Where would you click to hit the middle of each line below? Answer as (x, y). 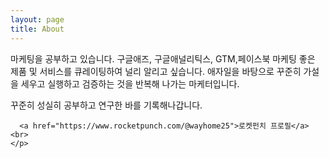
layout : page (37, 19)
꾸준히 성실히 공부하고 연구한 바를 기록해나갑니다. (106, 105)
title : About (37, 29)
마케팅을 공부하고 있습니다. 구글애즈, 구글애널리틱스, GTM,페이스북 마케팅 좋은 (163, 58)
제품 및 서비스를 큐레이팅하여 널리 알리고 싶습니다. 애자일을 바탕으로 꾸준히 (156, 71)
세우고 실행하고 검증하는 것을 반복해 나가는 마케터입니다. (130, 83)
